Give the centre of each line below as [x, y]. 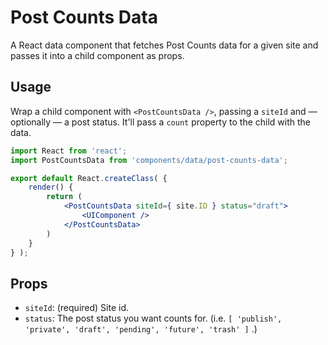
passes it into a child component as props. [97, 55]
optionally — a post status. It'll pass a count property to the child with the [160, 122]
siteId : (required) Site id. [76, 308]
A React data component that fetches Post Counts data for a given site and [164, 45]
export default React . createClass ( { [89, 178]
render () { [51, 187]
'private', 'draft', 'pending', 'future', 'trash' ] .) [141, 329]
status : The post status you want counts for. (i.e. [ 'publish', [153, 318]
